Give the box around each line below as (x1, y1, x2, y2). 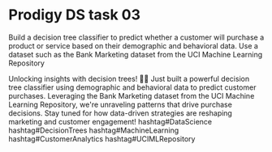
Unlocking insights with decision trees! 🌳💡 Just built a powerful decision (8, 74, 250, 83)
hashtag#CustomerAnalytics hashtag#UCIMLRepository (8, 133, 196, 143)
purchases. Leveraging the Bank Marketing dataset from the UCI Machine (8, 91, 255, 100)
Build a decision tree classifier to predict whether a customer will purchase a (8, 32, 265, 42)
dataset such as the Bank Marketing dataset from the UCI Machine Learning (8, 49, 263, 59)
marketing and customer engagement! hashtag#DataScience (8, 116, 213, 126)
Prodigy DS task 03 (8, 6, 140, 24)
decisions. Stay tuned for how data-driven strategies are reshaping (8, 108, 233, 118)
